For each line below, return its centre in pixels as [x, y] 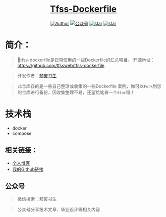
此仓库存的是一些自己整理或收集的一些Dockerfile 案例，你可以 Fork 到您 [89, 86]
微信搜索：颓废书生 [37, 199]
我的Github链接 [28, 169]
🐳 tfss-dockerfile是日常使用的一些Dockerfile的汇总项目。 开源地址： [86, 60]
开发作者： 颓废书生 [37, 76]
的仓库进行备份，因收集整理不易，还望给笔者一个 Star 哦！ [76, 92]
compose [22, 133]
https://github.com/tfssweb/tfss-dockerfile [61, 65]
